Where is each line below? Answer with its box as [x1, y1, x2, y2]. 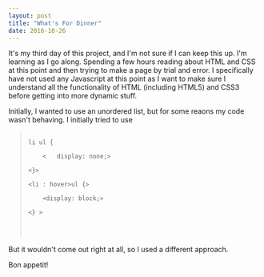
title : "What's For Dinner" [8, 19, 102, 27]
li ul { [27, 138, 54, 147]
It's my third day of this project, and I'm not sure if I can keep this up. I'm [8, 49, 247, 58]
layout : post [8, 11, 52, 20]
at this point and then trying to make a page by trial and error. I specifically [8, 66, 254, 75]
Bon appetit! [8, 260, 49, 270]
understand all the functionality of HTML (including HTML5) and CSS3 [8, 82, 240, 92]
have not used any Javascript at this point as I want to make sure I [8, 74, 226, 84]
